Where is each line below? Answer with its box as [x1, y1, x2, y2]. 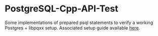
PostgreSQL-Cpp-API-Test [5, 3, 118, 14]
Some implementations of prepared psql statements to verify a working [5, 19, 153, 25]
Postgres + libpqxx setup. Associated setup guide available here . [5, 24, 140, 30]
